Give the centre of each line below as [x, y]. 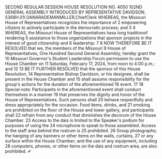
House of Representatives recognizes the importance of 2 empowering [76, 22]
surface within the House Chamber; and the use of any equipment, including [81, 141]
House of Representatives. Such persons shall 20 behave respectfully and [79, 100]
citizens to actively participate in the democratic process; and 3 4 [70, 28]
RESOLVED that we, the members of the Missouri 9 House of [66, 48]
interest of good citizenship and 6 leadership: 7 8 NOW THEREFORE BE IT [79, 43]
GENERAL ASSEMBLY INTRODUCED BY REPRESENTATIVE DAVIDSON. [75, 12]
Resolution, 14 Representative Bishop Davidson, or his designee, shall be [77, 74]
